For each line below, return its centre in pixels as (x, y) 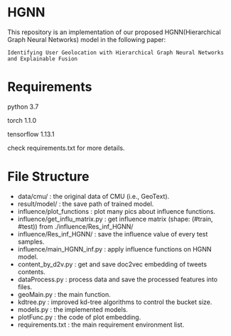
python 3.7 (23, 107)
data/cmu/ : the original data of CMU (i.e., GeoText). (93, 196)
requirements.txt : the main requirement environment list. (101, 325)
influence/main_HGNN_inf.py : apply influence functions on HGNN (114, 249)
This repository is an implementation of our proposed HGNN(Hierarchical (114, 32)
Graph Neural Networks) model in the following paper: (87, 39)
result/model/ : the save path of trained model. (86, 204)
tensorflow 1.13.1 (31, 134)
